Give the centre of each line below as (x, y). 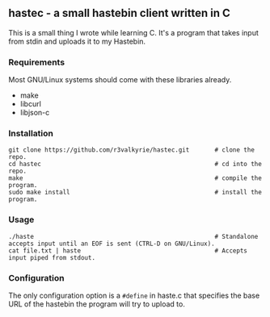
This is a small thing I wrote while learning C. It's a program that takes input (133, 32)
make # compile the (135, 178)
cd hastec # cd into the (135, 165)
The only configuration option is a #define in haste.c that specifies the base (134, 295)
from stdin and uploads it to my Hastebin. (77, 41)
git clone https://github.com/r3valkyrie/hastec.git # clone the (131, 150)
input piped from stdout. (52, 257)
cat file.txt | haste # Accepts (128, 250)
